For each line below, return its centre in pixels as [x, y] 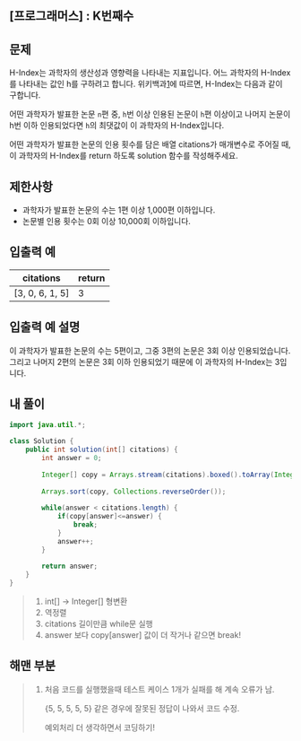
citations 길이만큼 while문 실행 [99, 624]
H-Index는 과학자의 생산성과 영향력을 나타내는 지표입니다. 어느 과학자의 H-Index [150, 73]
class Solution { [42, 441]
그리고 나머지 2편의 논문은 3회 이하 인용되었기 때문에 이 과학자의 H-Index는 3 [145, 362]
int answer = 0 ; [72, 458]
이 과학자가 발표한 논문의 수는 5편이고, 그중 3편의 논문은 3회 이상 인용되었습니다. [150, 350]
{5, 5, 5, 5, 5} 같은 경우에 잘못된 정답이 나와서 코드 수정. [142, 708]
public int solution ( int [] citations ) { [102, 450]
